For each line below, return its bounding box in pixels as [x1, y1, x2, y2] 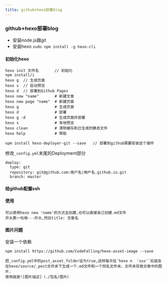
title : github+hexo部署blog [5, 7, 63, 13]
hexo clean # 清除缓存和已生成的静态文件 [5, 126, 108, 131]
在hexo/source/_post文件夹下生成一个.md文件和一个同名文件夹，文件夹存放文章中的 [5, 264, 159, 269]
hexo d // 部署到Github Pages [5, 89, 69, 94]
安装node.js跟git [12, 37, 47, 43]
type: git [10, 165, 30, 170]
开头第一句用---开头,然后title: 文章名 [5, 215, 79, 220]
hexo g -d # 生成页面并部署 [5, 115, 86, 120]
